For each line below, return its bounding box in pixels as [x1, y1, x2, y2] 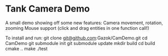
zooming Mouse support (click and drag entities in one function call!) [5, 25, 150, 31]
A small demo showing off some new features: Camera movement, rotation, [5, 20, 163, 26]
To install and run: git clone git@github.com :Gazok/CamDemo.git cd [5, 35, 148, 41]
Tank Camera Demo [5, 3, 90, 15]
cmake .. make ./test [5, 45, 48, 51]
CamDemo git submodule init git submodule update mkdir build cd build [5, 40, 155, 46]
